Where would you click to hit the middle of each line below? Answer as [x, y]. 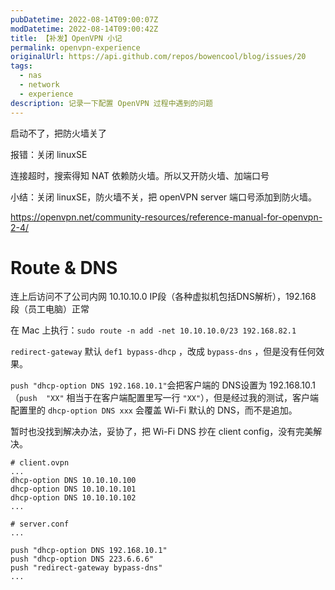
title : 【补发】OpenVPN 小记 [66, 38]
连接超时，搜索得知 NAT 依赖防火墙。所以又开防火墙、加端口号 [140, 175]
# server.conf [40, 524]
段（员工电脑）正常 [50, 309]
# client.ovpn [40, 463]
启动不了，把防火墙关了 [58, 133]
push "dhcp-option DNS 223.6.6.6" [82, 559]
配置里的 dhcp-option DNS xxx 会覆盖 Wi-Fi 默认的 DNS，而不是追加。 [154, 410]
